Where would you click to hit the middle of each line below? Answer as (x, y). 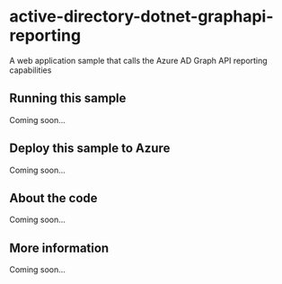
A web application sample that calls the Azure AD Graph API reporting (138, 60)
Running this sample (68, 98)
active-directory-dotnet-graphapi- (141, 17)
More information (59, 248)
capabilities (31, 70)
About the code (53, 198)
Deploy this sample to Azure (90, 149)
